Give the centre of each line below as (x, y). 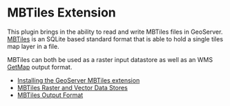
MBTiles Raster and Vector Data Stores (72, 87)
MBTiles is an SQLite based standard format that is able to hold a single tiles (115, 39)
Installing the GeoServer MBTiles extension (78, 80)
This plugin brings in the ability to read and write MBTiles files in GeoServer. (115, 32)
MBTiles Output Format (50, 95)
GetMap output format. (40, 67)
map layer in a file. (33, 46)
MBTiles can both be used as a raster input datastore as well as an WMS (110, 59)
